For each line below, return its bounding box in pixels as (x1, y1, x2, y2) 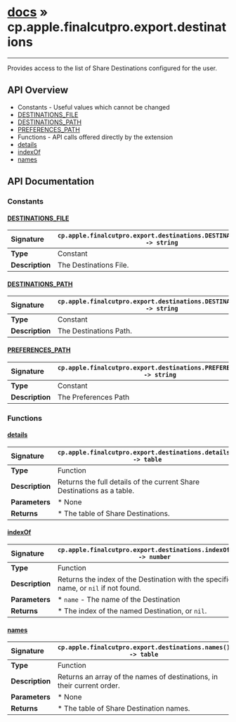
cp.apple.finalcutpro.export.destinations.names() (57, 643, 230, 652)
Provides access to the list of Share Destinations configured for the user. (7, 64, 218, 72)
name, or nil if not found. (57, 584, 142, 593)
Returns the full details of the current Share (57, 477, 200, 487)
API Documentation (7, 176, 95, 188)
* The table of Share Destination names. (57, 704, 190, 714)
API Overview (7, 84, 69, 96)
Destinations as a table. (57, 485, 135, 495)
